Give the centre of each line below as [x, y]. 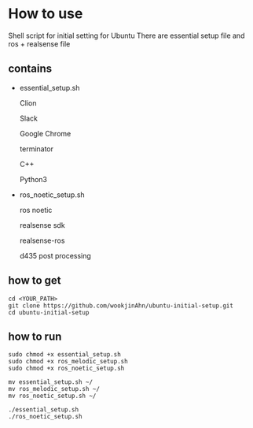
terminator [36, 149]
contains [30, 69]
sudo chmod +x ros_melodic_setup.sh [68, 362]
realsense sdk [42, 225]
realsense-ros [42, 240]
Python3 [33, 179]
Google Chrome [45, 133]
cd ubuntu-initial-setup [49, 312]
